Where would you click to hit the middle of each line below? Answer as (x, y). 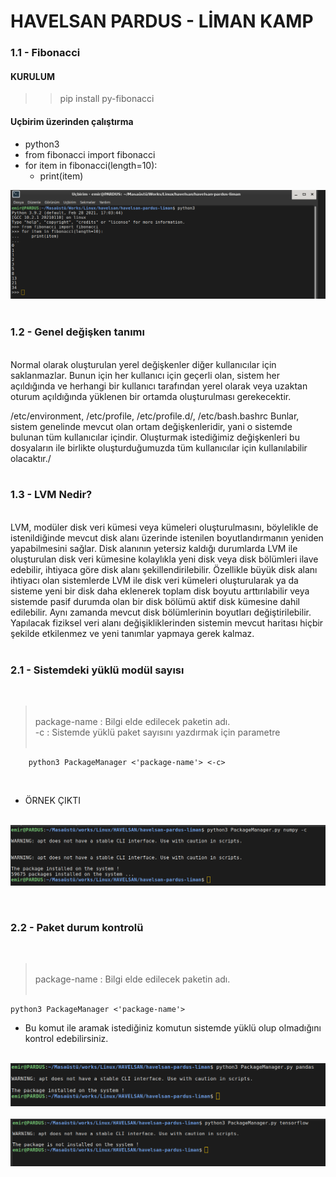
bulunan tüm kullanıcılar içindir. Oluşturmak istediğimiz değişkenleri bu (155, 437)
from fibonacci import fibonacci (90, 154)
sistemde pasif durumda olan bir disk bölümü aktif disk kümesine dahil (155, 601)
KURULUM (32, 76)
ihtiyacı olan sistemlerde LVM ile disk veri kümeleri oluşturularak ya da (154, 580)
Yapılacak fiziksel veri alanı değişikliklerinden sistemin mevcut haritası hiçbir (167, 622)
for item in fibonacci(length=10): (91, 165)
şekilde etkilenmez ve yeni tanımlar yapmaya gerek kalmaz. (132, 633)
